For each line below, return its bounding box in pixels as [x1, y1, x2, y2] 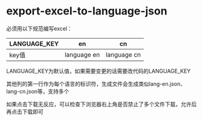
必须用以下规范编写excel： [6, 25, 72, 32]
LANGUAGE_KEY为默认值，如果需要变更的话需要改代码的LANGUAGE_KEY [6, 67, 191, 75]
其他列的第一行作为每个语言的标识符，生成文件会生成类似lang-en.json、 [6, 80, 186, 87]
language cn [105, 50, 141, 58]
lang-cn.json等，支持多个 [6, 87, 69, 95]
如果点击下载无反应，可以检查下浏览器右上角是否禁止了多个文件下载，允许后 [6, 101, 197, 108]
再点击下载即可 [6, 108, 43, 115]
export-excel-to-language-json [6, 4, 167, 18]
